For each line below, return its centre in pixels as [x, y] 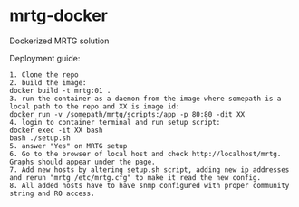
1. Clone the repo [44, 75]
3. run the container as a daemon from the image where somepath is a [145, 99]
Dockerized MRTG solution [59, 41]
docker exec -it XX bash [56, 130]
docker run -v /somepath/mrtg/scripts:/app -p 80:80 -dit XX [127, 114]
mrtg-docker [59, 16]
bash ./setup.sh [40, 138]
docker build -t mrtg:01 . [60, 90]
